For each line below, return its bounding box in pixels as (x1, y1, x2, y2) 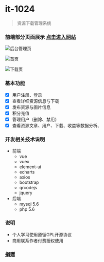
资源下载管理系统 (17, 20, 52, 26)
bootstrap (19, 179, 39, 185)
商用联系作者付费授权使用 (12, 238, 64, 243)
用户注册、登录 (12, 92, 42, 98)
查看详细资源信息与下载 (12, 98, 59, 104)
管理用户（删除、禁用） (12, 116, 59, 122)
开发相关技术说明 (5, 136, 45, 143)
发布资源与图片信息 (12, 104, 51, 110)
